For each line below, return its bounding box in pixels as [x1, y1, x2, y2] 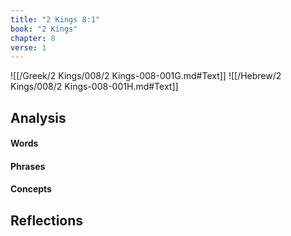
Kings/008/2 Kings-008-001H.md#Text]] [10, 81, 179, 93]
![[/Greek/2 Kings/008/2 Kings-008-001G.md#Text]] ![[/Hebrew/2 [10, 70, 282, 82]
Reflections [10, 212, 84, 229]
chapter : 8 [10, 33, 56, 43]
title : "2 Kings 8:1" [10, 14, 101, 25]
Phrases [10, 160, 46, 172]
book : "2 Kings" [10, 24, 78, 34]
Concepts [10, 183, 52, 195]
